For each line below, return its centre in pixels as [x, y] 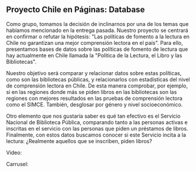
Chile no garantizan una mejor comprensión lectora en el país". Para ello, [94, 43]
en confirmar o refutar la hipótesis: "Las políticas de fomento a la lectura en [98, 36]
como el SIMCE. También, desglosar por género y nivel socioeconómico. [94, 104]
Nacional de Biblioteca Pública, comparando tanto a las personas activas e [97, 122]
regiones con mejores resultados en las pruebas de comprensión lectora [94, 98]
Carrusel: [17, 164]
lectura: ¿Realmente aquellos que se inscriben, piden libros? [79, 141]
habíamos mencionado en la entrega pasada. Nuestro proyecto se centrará [97, 30]
